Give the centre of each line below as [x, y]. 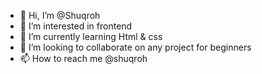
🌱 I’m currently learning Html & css [91, 36]
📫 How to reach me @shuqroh [83, 58]
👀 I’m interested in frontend [76, 26]
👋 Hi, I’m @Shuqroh [60, 15]
